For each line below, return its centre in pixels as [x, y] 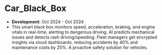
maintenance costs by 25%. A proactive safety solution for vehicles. [80, 47]
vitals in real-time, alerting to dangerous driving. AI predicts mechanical [83, 32]
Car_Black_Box [35, 8]
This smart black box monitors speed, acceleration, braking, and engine [83, 27]
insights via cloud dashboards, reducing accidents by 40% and [75, 42]
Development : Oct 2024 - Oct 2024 [48, 22]
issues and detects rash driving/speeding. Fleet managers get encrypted [84, 37]
